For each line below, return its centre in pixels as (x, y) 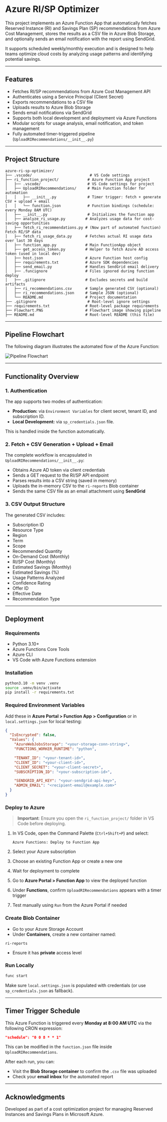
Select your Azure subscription (44, 852)
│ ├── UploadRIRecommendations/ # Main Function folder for (75, 188)
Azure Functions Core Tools (41, 649)
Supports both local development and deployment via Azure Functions (84, 118)
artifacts (15, 284)
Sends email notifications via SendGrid (52, 113)
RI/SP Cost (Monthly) (34, 562)
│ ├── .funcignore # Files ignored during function (80, 271)
